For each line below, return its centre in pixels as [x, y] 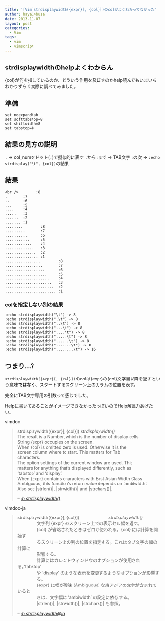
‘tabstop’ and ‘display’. [40, 473]
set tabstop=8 [20, 128]
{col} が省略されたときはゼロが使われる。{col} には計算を [95, 529]
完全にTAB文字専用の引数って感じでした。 [48, 395]
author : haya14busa [25, 14]
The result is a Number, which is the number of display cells [78, 436]
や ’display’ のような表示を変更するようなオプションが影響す [98, 573]
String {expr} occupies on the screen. [55, 442]
